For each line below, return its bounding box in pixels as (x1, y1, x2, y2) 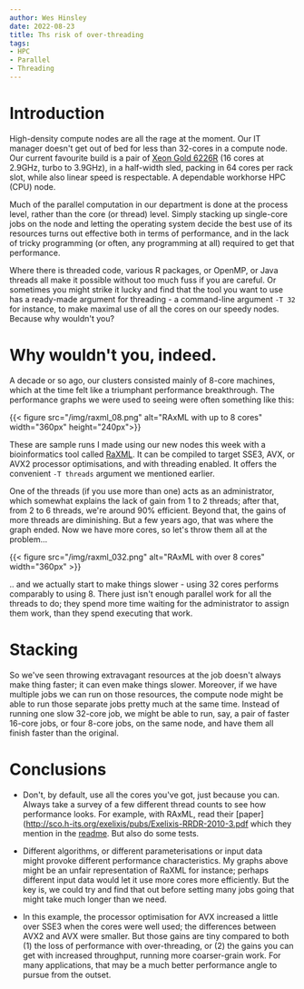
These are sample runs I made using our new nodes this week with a (9, 439, 266, 450)
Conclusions (9, 759, 107, 779)
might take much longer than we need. (22, 894, 168, 905)
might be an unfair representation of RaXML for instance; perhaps (22, 865, 270, 875)
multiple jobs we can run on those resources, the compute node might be (9, 688, 284, 699)
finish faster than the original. (9, 727, 120, 738)
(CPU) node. (9, 181, 56, 192)
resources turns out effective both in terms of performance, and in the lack (9, 228, 289, 239)
